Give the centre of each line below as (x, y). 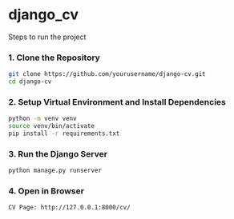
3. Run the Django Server (58, 153)
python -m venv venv (43, 119)
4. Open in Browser (46, 191)
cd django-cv (30, 82)
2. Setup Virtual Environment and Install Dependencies (117, 102)
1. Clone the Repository (54, 58)
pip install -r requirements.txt (64, 133)
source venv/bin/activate (51, 126)
